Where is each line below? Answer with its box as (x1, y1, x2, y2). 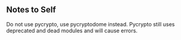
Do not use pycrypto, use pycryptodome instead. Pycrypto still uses (6, 20, 175, 27)
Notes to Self (6, 5, 56, 15)
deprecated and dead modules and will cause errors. (6, 27, 138, 34)
